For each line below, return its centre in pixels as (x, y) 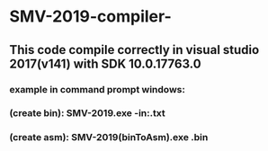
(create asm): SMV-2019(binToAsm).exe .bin (109, 138)
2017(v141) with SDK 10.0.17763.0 (105, 63)
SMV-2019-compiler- (91, 17)
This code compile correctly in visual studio (134, 50)
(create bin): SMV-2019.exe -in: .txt (87, 113)
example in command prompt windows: (98, 89)
